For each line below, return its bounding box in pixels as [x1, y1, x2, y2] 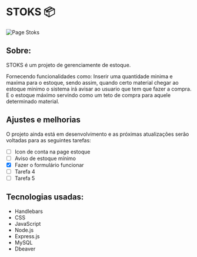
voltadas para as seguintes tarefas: [6, 136, 91, 143]
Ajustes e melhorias [6, 115, 81, 125]
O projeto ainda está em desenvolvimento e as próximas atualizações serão [6, 131, 189, 138]
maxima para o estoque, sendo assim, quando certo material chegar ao [6, 79, 179, 86]
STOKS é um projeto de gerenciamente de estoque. [6, 61, 131, 68]
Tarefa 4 [14, 168, 35, 175]
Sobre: [6, 46, 31, 56]
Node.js [14, 226, 34, 233]
